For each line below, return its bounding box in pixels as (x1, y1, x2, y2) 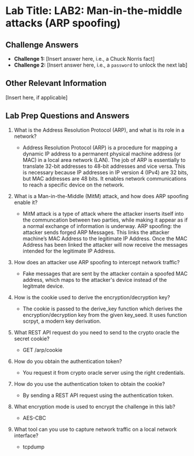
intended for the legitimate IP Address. (22, 247, 116, 254)
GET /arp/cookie (22, 346, 63, 353)
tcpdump (22, 443, 45, 450)
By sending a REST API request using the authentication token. (22, 392, 174, 399)
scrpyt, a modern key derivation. (22, 317, 102, 324)
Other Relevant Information (5, 78, 107, 88)
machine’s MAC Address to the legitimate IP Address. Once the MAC (22, 235, 188, 242)
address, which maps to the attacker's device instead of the (22, 276, 167, 283)
